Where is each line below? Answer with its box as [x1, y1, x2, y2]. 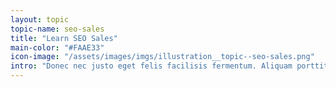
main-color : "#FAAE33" [10, 42, 105, 53]
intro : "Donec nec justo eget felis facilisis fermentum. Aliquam [10, 61, 293, 71]
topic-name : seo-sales [10, 24, 105, 34]
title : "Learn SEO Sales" [10, 33, 118, 43]
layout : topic [10, 14, 70, 25]
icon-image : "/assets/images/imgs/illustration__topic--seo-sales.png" [10, 52, 315, 62]
